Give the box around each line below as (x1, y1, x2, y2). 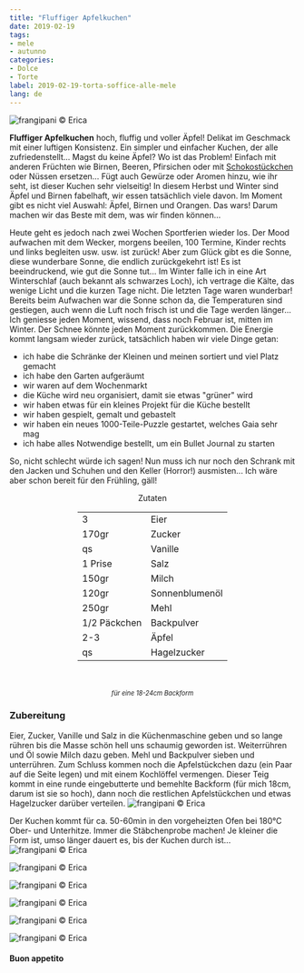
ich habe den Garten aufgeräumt (22, 370, 145, 381)
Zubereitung (9, 709, 66, 722)
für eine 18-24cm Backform (111, 688, 194, 697)
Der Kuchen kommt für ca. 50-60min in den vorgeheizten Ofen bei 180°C (9, 815, 282, 826)
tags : (9, 30, 30, 39)
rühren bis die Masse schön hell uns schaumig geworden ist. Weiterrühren (9, 739, 288, 750)
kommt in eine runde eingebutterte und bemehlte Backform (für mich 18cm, (9, 778, 291, 789)
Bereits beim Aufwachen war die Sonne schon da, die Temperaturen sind (9, 295, 283, 306)
